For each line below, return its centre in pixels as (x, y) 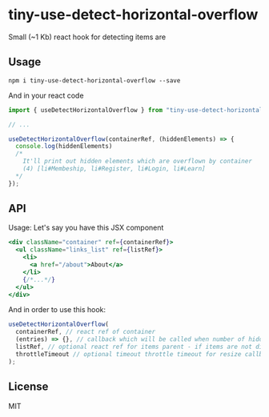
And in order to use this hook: (57, 310)
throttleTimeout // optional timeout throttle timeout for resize (128, 354)
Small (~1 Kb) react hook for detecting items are (87, 37)
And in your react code (46, 95)
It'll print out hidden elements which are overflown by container (137, 162)
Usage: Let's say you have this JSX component (86, 228)
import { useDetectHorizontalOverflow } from (85, 110)
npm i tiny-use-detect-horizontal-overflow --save (94, 80)
